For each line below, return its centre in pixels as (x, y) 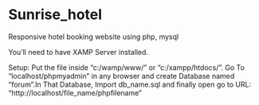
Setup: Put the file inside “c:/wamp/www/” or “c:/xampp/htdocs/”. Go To (127, 67)
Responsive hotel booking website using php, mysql (94, 37)
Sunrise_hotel (55, 15)
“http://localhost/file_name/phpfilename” (75, 92)
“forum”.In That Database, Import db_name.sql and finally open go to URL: (130, 84)
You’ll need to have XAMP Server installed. (78, 52)
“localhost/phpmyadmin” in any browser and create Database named (122, 76)
